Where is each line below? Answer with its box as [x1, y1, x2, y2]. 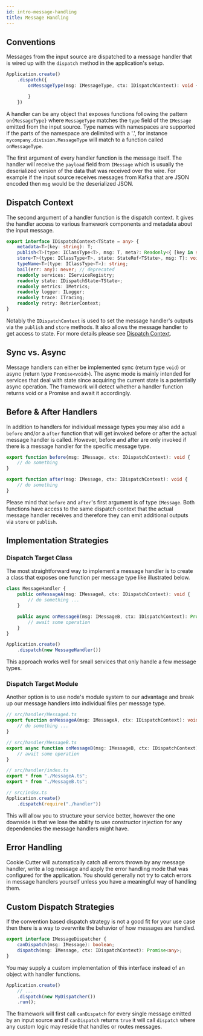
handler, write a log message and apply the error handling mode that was [6, 865, 188, 872]
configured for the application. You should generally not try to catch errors [6, 872, 192, 879]
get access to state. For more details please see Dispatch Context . [6, 330, 172, 337]
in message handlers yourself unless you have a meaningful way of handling [6, 878, 197, 885]
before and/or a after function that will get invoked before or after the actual [6, 429, 197, 437]
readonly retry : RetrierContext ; [17, 300, 101, 306]
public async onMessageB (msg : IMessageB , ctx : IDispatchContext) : [17, 614, 188, 620]
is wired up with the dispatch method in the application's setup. [6, 59, 164, 67]
